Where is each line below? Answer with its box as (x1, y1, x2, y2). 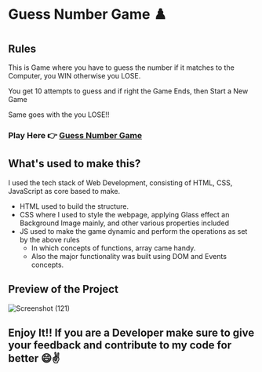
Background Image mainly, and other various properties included (19, 218, 230, 228)
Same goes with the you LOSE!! (8, 110, 110, 119)
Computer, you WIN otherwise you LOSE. (8, 71, 141, 80)
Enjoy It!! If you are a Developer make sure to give (8, 326, 255, 339)
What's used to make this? (8, 157, 141, 170)
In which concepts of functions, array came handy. (31, 243, 196, 253)
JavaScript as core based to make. (8, 186, 120, 195)
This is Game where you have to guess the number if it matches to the (8, 63, 235, 72)
